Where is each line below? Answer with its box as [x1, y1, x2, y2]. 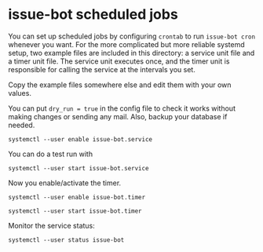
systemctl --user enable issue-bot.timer [8, 193, 146, 201]
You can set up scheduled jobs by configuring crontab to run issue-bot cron [8, 31, 256, 41]
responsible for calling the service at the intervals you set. [8, 64, 196, 74]
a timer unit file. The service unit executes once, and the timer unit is [8, 57, 230, 66]
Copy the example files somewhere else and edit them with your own [8, 80, 232, 89]
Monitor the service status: [8, 221, 96, 230]
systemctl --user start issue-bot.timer [8, 206, 143, 215]
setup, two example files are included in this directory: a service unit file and [8, 48, 255, 57]
